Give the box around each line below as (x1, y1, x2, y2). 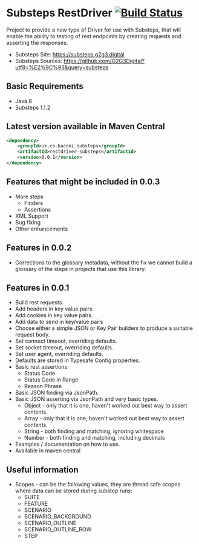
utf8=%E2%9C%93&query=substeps (15, 64, 109, 71)
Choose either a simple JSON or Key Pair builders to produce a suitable (15, 324, 194, 332)
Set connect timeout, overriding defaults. (15, 337, 117, 345)
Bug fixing (15, 218, 41, 226)
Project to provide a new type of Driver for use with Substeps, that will (6, 26, 181, 33)
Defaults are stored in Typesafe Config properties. (15, 357, 140, 364)
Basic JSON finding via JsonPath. (15, 389, 99, 397)
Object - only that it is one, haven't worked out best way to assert (24, 402, 188, 409)
